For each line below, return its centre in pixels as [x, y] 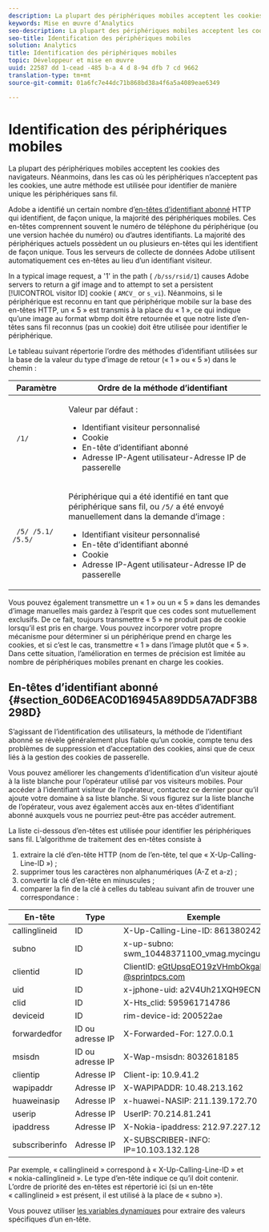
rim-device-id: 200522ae [173, 1016]
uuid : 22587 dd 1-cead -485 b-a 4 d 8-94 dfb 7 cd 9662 [103, 68]
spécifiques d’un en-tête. [50, 1219]
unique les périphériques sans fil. [63, 194]
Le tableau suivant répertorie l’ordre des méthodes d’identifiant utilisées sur [133, 351]
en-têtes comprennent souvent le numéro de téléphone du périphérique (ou [133, 227]
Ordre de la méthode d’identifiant [163, 388]
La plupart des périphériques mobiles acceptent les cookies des [114, 168]
